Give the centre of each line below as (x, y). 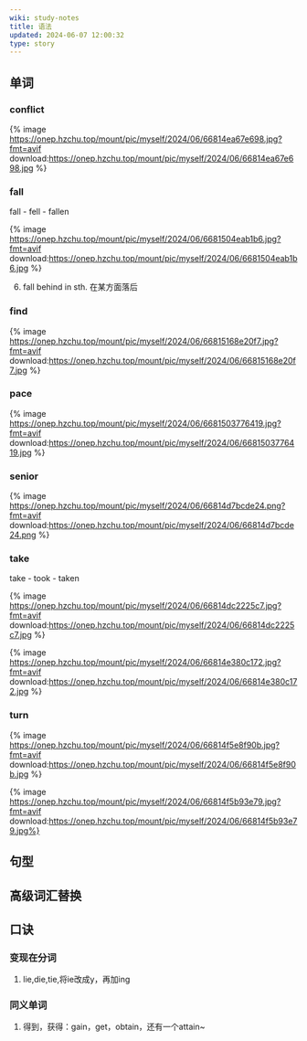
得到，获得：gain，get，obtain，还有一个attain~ (114, 1027)
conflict (27, 109)
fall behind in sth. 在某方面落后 (80, 287)
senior (24, 476)
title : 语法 (31, 27)
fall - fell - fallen (39, 212)
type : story (32, 43)
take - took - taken (44, 579)
